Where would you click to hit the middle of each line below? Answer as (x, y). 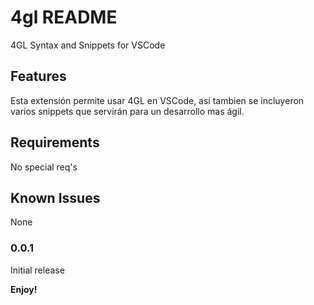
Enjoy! (24, 289)
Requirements (55, 142)
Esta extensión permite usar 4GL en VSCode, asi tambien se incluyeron (157, 100)
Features (38, 76)
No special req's (44, 167)
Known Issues (55, 197)
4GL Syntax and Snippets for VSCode (88, 45)
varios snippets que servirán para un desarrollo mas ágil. (127, 111)
